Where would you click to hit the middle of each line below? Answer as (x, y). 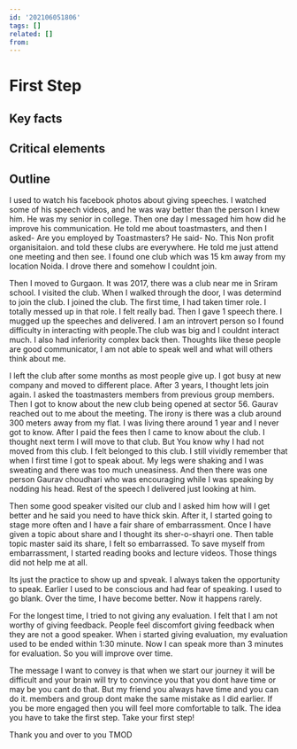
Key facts (36, 118)
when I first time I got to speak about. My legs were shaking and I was (137, 461)
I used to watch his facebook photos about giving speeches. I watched (138, 200)
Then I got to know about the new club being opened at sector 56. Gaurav (144, 404)
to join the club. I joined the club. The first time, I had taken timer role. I (138, 302)
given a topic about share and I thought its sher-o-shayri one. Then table (141, 534)
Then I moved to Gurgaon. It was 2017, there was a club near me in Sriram (144, 284)
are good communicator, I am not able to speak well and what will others (141, 349)
